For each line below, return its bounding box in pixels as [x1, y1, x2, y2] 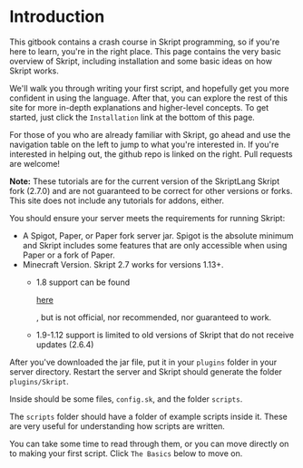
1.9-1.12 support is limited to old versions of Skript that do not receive [35, 329, 295, 340]
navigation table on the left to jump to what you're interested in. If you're [9, 139, 279, 150]
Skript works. [9, 65, 59, 76]
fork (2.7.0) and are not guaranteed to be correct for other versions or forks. [9, 185, 293, 196]
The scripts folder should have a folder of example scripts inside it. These [9, 411, 288, 422]
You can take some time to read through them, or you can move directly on [9, 438, 289, 449]
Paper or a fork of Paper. [22, 249, 115, 260]
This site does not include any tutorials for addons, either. [9, 195, 225, 206]
